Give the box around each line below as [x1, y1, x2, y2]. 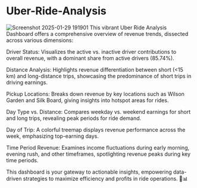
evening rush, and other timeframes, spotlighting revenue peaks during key [6, 150, 191, 158]
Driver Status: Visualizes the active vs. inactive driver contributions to [6, 48, 177, 55]
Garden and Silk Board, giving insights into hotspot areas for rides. [6, 97, 169, 104]
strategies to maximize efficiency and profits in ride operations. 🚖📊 [23, 175, 189, 182]
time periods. [6, 156, 39, 164]
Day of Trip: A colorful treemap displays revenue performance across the [6, 126, 186, 133]
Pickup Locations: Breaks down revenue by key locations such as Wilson [6, 90, 185, 97]
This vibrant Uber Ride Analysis [89, 24, 167, 31]
